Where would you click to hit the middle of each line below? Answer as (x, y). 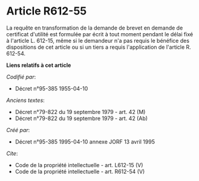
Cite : (12, 153)
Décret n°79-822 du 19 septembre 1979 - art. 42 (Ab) (81, 118)
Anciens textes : (26, 100)
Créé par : (18, 130)
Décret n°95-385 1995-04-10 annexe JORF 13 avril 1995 (85, 141)
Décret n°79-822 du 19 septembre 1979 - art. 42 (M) (80, 112)
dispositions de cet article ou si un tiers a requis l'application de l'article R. (99, 47)
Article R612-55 (47, 11)
